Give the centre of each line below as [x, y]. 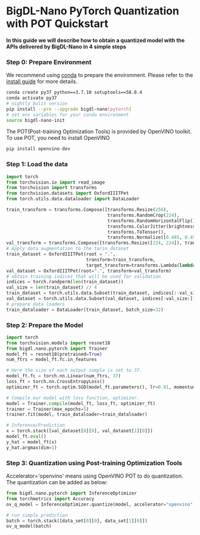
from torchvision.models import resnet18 [58, 343]
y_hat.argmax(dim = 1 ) [32, 447]
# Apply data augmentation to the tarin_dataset [68, 249]
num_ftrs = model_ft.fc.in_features [51, 360]
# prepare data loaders [36, 304]
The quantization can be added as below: [57, 482]
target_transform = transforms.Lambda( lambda [141, 265]
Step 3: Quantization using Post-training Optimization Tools [94, 463]
